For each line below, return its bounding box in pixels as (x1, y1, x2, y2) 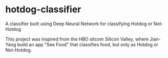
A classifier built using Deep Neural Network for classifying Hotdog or (5, 21, 153, 27)
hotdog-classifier (5, 4, 81, 15)
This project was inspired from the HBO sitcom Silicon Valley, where (5, 36, 149, 42)
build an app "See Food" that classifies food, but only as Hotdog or (17, 41, 159, 47)
